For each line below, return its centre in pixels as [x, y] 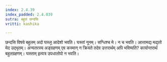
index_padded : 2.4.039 [29, 14]
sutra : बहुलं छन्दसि [22, 19]
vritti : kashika [22, 24]
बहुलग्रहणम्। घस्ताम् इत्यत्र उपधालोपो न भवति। [42, 53]
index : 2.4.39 [20, 10]
